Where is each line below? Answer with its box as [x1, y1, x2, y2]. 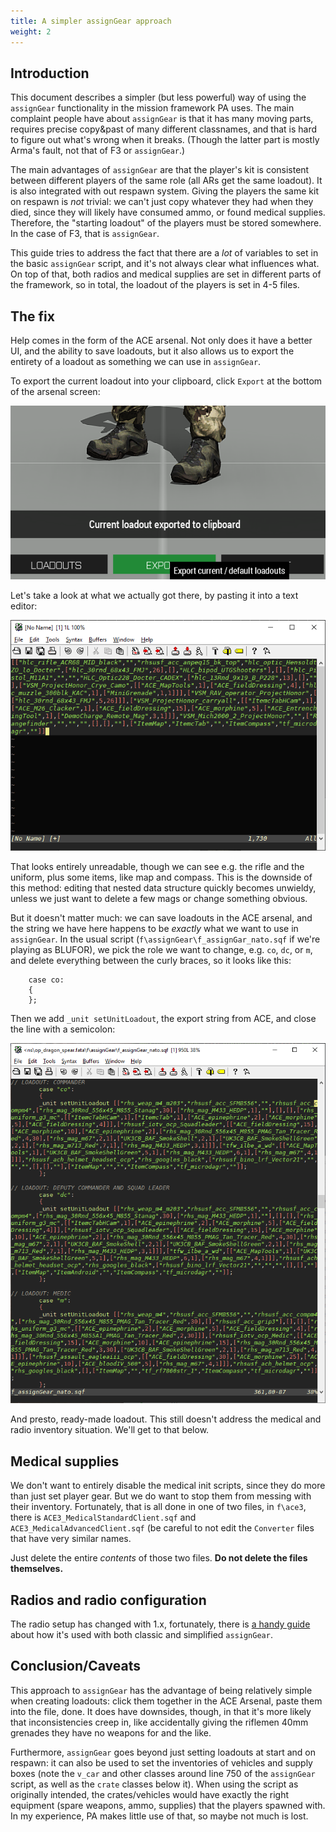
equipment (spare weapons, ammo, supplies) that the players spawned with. [10, 1799, 326, 1811]
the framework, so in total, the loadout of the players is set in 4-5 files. [10, 279, 300, 291]
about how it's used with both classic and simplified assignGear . [10, 1629, 273, 1640]
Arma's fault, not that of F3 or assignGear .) [10, 145, 186, 157]
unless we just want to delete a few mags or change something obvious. [10, 892, 308, 904]
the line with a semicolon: [10, 1023, 116, 1035]
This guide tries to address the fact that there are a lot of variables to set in [10, 247, 319, 259]
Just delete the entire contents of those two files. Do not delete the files [10, 1552, 308, 1564]
